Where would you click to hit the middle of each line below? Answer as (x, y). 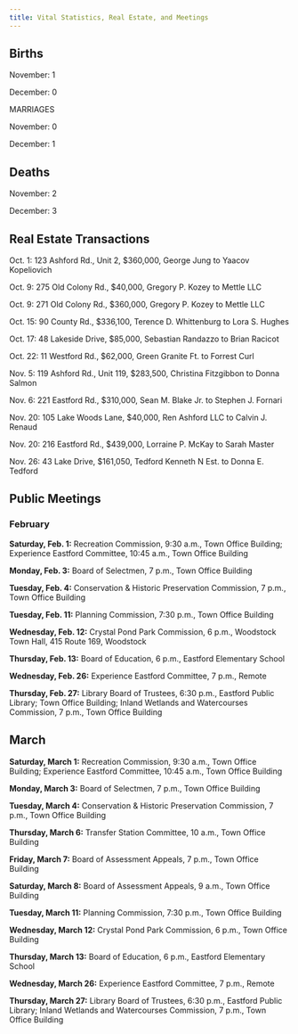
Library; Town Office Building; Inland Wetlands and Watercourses (129, 702)
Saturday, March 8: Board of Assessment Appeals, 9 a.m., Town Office (140, 886)
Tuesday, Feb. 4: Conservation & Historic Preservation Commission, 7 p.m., (148, 587)
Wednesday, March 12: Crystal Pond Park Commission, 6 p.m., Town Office (148, 930)
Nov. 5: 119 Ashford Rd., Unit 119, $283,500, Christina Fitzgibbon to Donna (145, 373)
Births (27, 54)
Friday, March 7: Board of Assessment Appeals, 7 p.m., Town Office (134, 859)
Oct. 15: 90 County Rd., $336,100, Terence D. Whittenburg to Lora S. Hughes (149, 322)
